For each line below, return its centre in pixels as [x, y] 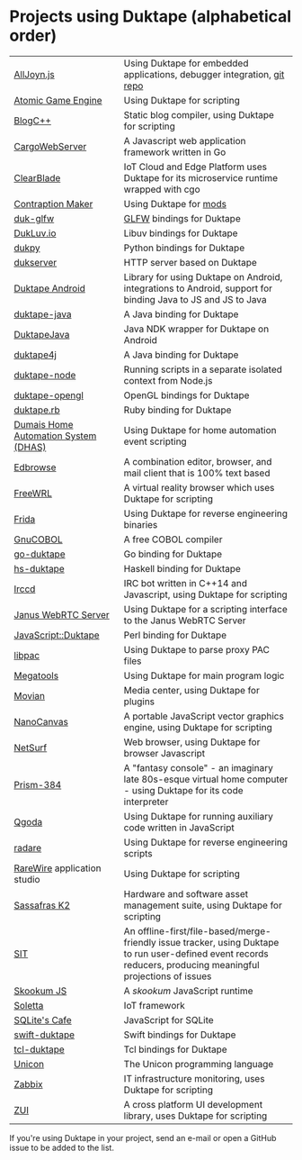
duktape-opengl [49, 395]
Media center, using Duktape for [192, 690]
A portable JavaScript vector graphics [204, 716]
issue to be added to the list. [62, 1147]
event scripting [155, 441]
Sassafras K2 [42, 905]
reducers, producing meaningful [191, 965]
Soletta [29, 1005]
